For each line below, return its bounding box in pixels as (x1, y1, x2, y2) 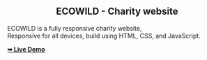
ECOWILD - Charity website (55, 6, 179, 17)
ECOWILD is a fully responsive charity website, (7, 24, 142, 32)
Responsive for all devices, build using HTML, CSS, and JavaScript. (7, 31, 201, 40)
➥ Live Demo (7, 45, 45, 53)
